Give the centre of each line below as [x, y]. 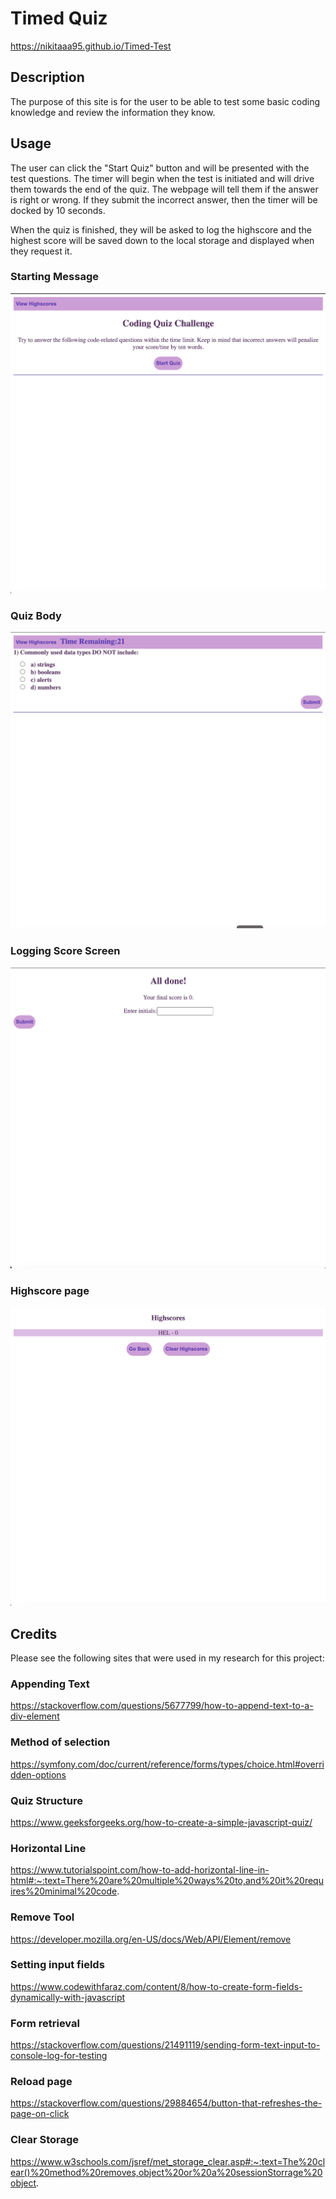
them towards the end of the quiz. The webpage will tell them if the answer [164, 189]
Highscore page [50, 1291]
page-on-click [40, 2114]
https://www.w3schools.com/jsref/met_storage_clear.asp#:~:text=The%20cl [168, 2161]
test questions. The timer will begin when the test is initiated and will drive [162, 178]
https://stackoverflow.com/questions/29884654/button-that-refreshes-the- [166, 2103]
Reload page [41, 2082]
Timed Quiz [59, 18]
